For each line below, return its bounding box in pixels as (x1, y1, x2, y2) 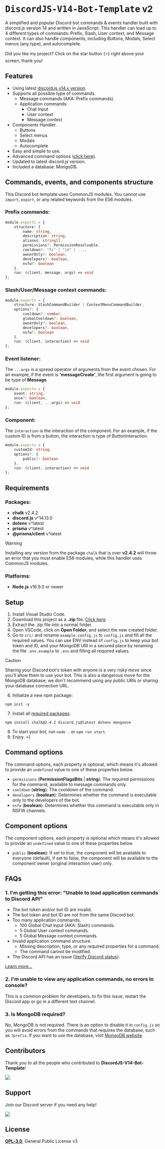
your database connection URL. (5, 683, 69, 689)
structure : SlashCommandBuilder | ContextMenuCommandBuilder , (14, 302, 144, 307)
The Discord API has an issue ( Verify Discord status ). (12, 954, 120, 960)
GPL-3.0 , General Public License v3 (5, 1138, 78, 1144)
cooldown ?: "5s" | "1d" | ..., (23, 248, 87, 253)
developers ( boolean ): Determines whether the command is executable (12, 792, 157, 798)
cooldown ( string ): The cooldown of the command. (12, 786, 114, 792)
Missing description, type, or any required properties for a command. (19, 943, 160, 949)
